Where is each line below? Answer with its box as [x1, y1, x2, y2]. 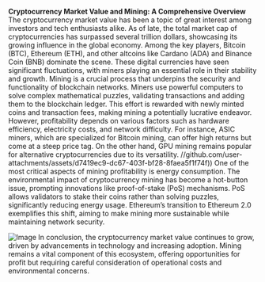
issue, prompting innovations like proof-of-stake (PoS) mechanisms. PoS [8, 184, 245, 192]
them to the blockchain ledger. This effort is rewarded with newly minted [8, 99, 244, 109]
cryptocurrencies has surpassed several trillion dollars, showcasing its [8, 32, 238, 41]
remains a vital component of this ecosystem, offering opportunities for [8, 250, 240, 258]
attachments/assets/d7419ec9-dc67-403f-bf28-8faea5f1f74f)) [8, 158, 213, 167]
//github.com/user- [180, 150, 243, 159]
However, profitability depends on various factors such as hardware [8, 116, 229, 125]
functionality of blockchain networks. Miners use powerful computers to [8, 82, 244, 92]
